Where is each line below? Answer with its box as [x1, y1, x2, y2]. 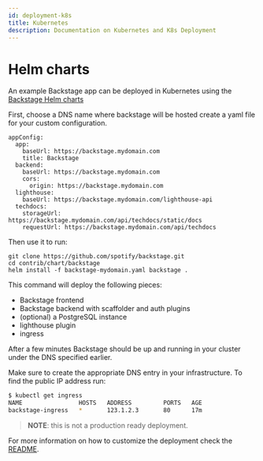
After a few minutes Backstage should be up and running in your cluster [8, 344, 242, 354]
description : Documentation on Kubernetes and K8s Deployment [8, 26, 217, 34]
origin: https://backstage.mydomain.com [28, 182, 164, 190]
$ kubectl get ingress [8, 392, 83, 399]
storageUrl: [22, 210, 61, 218]
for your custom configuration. [8, 118, 108, 128]
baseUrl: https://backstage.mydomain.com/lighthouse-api [22, 196, 213, 204]
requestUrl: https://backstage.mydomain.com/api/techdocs [22, 223, 217, 231]
